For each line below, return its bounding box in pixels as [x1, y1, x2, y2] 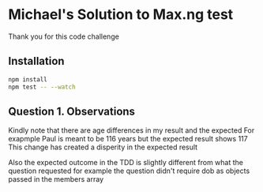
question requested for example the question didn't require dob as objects [8, 166, 250, 175]
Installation [8, 55, 65, 68]
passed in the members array [8, 175, 104, 184]
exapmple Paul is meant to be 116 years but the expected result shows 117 [8, 134, 248, 144]
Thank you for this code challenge [8, 32, 120, 41]
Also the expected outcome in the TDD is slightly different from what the [8, 158, 243, 168]
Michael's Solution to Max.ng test [8, 6, 234, 24]
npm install [8, 75, 47, 84]
